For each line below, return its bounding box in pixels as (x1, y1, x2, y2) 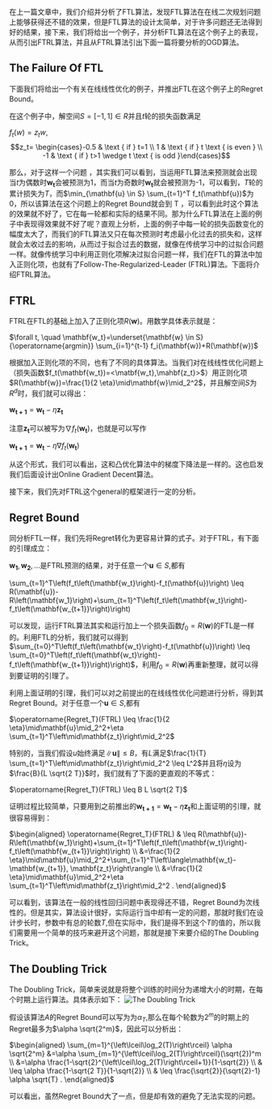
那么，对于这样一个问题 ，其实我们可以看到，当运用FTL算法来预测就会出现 (9, 167, 257, 176)
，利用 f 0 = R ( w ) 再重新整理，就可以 (135, 659, 252, 671)
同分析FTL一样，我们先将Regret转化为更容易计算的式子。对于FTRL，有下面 (9, 533, 259, 543)
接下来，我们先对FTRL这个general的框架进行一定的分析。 (9, 487, 200, 496)
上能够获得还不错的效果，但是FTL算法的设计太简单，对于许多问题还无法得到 (9, 17, 263, 27)
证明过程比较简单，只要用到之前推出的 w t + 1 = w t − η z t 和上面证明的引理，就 (9, 801, 262, 814)
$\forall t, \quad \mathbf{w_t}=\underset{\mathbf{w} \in (9, 333, 195, 342)
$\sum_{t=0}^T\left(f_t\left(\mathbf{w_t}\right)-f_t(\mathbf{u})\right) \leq (9, 641, 251, 651)
